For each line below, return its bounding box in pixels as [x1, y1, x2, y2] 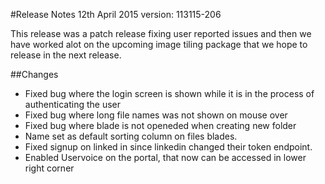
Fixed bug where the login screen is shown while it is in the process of [24, 88, 315, 99]
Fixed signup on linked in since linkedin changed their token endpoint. [24, 141, 313, 153]
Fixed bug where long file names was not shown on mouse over [24, 109, 288, 121]
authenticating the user [24, 99, 122, 110]
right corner [24, 162, 75, 174]
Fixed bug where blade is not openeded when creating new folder [24, 120, 297, 131]
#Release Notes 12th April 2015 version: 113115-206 [10, 9, 222, 20]
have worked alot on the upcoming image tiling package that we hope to [10, 39, 308, 50]
